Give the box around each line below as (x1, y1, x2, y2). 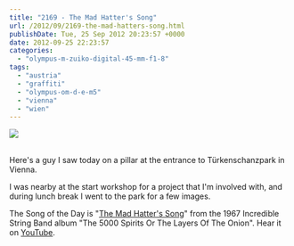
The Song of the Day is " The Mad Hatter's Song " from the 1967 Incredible (9, 209, 280, 219)
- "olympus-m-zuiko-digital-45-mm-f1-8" (17, 54, 169, 63)
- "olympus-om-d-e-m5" (17, 87, 102, 96)
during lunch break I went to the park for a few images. (9, 191, 211, 201)
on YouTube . (9, 227, 56, 238)
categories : (9, 46, 53, 55)
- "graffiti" (17, 79, 66, 88)
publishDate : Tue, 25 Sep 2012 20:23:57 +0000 (9, 29, 185, 38)
